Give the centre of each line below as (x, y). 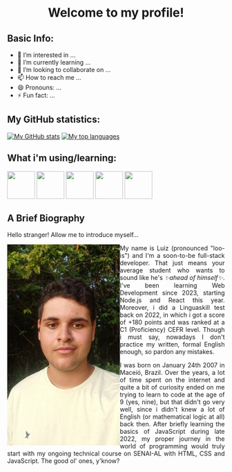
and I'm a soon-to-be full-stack (178, 256)
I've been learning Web (172, 286)
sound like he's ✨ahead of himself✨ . (173, 278)
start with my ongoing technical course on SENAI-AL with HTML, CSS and (116, 454)
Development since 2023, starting (172, 293)
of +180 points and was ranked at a (172, 322)
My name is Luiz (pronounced (164, 248)
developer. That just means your (172, 263)
